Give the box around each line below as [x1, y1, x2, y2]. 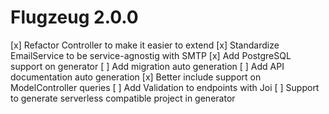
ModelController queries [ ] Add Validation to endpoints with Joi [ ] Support [10, 81, 320, 93]
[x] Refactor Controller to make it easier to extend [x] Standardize [10, 39, 280, 51]
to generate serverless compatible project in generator [10, 92, 236, 104]
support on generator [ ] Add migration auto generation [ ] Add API [10, 60, 285, 72]
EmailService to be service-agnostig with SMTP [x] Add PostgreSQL [10, 49, 292, 61]
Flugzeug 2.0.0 [10, 6, 139, 29]
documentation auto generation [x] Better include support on [10, 71, 262, 83]
